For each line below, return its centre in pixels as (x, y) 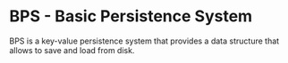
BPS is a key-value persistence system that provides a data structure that (144, 41)
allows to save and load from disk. (72, 50)
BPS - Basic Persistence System (131, 16)
